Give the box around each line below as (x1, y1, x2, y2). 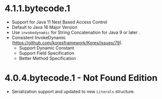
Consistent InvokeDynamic (11, 35, 66, 40)
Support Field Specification (19, 50, 75, 56)
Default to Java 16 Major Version (11, 24, 78, 30)
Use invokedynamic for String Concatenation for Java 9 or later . (11, 29, 140, 35)
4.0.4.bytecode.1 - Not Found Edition (4, 73, 158, 83)
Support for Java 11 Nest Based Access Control (11, 19, 108, 25)
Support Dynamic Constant (19, 45, 74, 51)
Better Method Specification (19, 55, 77, 61)
